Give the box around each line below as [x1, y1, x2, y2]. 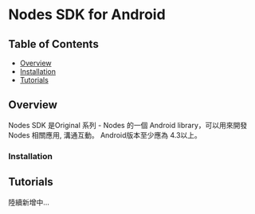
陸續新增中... [8, 197, 50, 207]
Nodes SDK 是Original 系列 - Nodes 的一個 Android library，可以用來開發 [8, 120, 248, 130]
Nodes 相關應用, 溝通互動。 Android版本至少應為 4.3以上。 [8, 130, 202, 140]
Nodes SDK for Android [8, 6, 166, 24]
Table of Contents [8, 37, 100, 51]
